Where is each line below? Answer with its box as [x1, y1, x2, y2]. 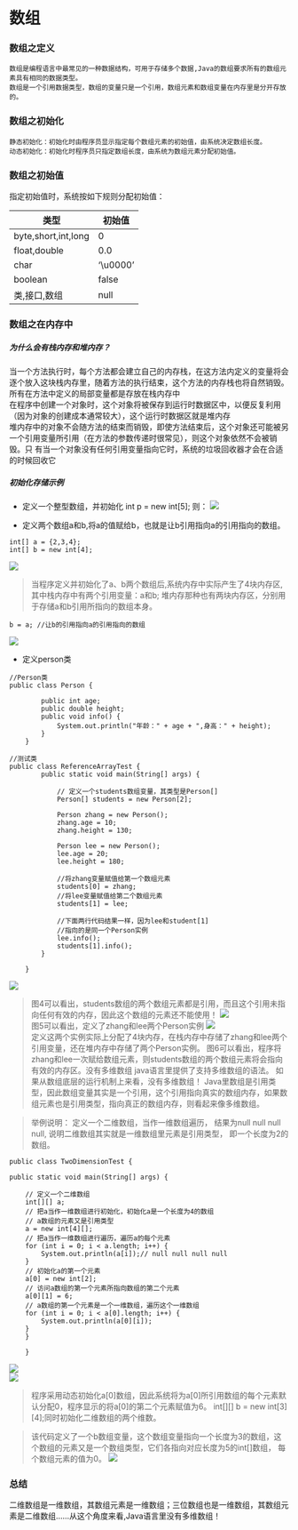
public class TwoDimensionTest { [9, 1157, 133, 1166]
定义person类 [21, 653, 72, 664]
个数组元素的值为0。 [30, 1453, 106, 1463]
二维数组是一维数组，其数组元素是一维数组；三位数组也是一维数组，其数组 [9, 1500, 281, 1510]
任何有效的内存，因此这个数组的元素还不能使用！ [38, 1009, 218, 1020]
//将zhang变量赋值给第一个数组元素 [56, 874, 171, 883]
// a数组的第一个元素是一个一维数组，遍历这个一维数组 [25, 1301, 200, 1310]
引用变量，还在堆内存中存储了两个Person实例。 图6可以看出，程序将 [30, 1042, 282, 1053]
